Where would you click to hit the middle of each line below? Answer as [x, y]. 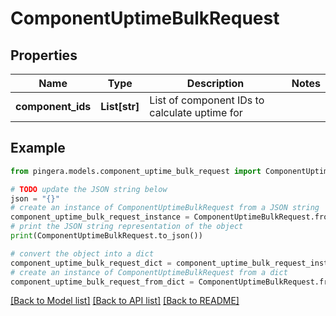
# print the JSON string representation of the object [127, 227]
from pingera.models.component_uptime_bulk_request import [136, 171]
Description [215, 83]
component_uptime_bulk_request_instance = [100, 217]
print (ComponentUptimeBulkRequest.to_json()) [106, 236]
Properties [44, 55]
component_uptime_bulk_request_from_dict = [102, 282]
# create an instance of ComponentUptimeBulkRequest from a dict [149, 272]
